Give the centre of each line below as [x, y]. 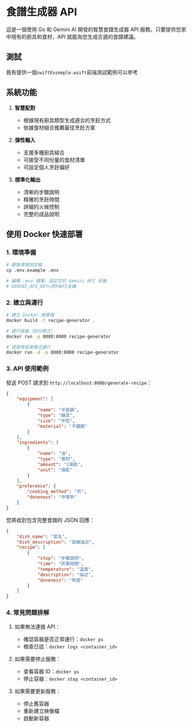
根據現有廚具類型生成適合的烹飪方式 [67, 120]
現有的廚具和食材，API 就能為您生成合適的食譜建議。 [75, 36]
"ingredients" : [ [38, 443]
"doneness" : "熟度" [60, 580]
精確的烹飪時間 [41, 199]
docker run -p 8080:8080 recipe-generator [59, 337]
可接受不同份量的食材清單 [54, 159]
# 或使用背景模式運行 [28, 347]
